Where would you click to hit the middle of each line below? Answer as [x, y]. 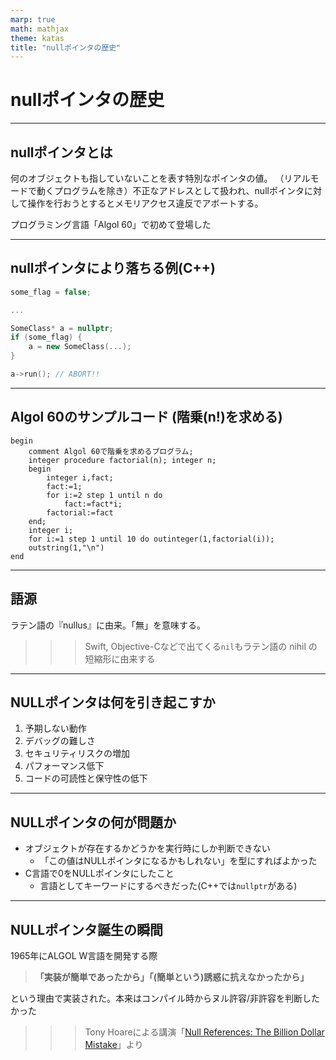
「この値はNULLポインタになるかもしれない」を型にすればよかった [178, 861]
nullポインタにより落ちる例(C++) [113, 268]
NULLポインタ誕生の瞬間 [87, 929]
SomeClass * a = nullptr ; [62, 328]
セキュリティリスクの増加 [77, 753]
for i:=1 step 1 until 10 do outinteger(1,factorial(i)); [151, 539]
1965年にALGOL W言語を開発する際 [84, 955]
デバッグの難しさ [60, 741]
